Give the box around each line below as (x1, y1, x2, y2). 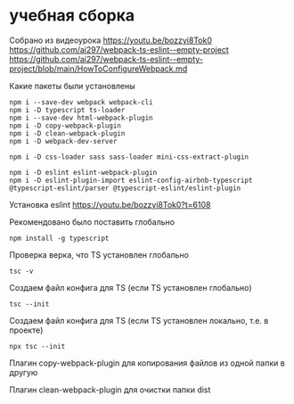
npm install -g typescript (9, 234, 110, 243)
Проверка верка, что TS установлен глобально (9, 249, 190, 260)
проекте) (9, 325, 44, 335)
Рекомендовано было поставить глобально (9, 216, 176, 227)
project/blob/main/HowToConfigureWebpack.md (9, 63, 188, 74)
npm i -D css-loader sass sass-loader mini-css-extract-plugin (9, 153, 249, 161)
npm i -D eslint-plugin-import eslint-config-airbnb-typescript (9, 176, 253, 185)
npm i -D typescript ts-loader (9, 105, 126, 114)
